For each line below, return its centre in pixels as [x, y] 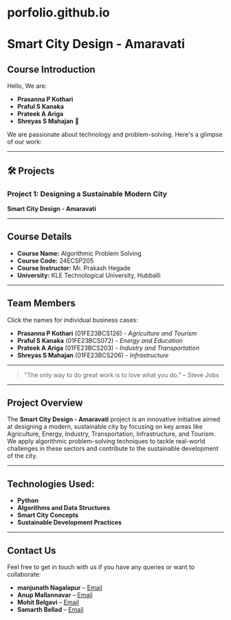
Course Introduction [51, 69]
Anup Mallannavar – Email [55, 595]
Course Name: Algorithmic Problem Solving [79, 253]
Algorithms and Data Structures [64, 508]
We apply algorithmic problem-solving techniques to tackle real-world [106, 441]
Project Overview [45, 402]
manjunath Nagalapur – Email [60, 587]
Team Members [41, 303]
